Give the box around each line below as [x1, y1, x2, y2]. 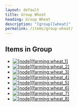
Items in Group [5, 45, 52, 54]
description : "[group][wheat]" [5, 21, 71, 27]
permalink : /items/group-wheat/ [5, 26, 73, 31]
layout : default [5, 7, 39, 13]
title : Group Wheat [5, 12, 46, 17]
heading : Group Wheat [5, 17, 51, 22]
